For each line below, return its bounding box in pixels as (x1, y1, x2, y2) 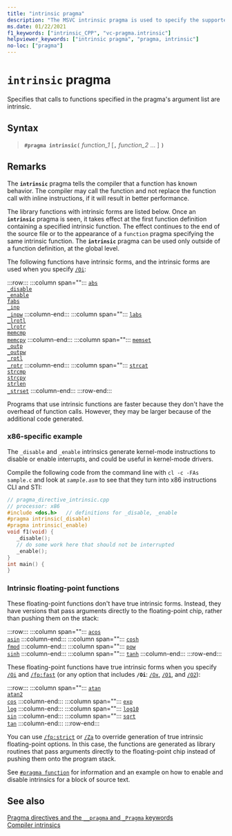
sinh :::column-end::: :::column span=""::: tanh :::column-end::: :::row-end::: (7, 649, 222, 657)
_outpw (7, 349, 26, 356)
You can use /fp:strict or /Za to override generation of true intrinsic (7, 732, 204, 740)
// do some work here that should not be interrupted (16, 541, 175, 548)
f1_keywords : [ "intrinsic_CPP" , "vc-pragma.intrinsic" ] (7, 29, 171, 37)
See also (7, 795, 45, 807)
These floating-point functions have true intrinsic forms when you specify (7, 662, 217, 671)
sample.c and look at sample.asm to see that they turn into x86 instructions (7, 475, 217, 484)
